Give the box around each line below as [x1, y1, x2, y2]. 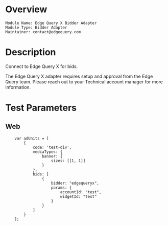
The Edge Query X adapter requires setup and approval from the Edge [5, 73, 153, 79]
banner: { [41, 153, 63, 159]
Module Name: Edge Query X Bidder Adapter [5, 20, 97, 26]
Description [5, 47, 56, 58]
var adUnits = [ [14, 135, 50, 141]
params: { [51, 185, 72, 190]
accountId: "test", [60, 189, 102, 195]
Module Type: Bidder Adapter [5, 25, 67, 30]
